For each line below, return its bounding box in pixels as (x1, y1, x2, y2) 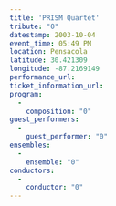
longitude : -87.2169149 (9, 65, 100, 74)
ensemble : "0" (26, 157, 79, 167)
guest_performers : (9, 115, 79, 124)
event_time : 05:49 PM (9, 38, 92, 48)
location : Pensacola (9, 47, 89, 57)
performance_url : (9, 73, 76, 82)
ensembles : (9, 140, 51, 149)
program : (9, 89, 43, 98)
